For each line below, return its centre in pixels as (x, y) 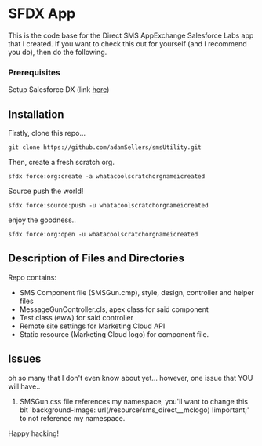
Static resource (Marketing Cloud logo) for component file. (114, 334)
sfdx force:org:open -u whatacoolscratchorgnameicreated (103, 235)
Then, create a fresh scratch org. (62, 163)
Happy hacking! (34, 433)
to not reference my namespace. (72, 418)
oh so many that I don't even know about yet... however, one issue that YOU (131, 378)
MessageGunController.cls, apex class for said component (114, 309)
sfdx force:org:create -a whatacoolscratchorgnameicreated (107, 177)
